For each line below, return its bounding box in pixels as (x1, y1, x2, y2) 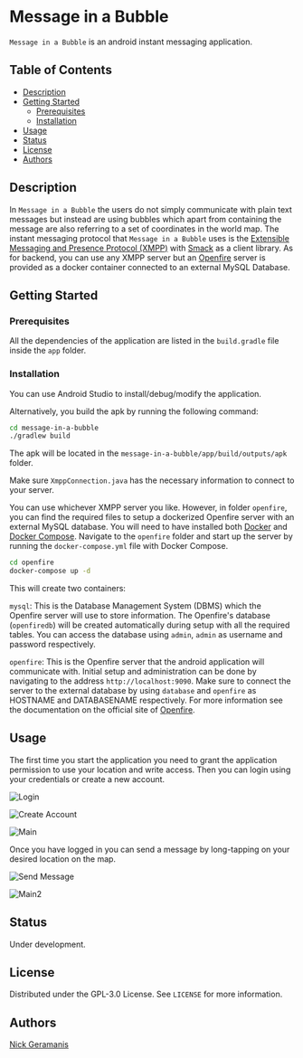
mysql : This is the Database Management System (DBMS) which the (9, 600, 262, 611)
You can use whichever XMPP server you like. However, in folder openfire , (9, 502, 288, 513)
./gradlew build (9, 431, 71, 440)
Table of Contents (9, 62, 113, 78)
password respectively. (9, 639, 97, 650)
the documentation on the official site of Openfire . (9, 704, 196, 715)
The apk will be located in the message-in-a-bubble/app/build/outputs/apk (9, 448, 288, 458)
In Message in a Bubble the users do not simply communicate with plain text (9, 203, 292, 214)
